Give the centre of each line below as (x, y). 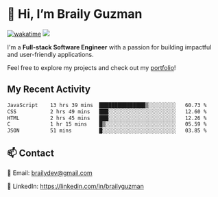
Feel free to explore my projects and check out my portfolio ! (92, 67)
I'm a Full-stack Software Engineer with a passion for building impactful (109, 47)
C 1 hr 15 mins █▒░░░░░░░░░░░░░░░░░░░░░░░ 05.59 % (107, 124)
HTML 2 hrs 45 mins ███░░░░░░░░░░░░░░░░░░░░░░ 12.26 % (107, 118)
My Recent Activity (49, 90)
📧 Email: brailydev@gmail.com (50, 173)
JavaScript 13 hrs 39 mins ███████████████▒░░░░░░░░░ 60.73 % (107, 105)
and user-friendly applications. (50, 54)
